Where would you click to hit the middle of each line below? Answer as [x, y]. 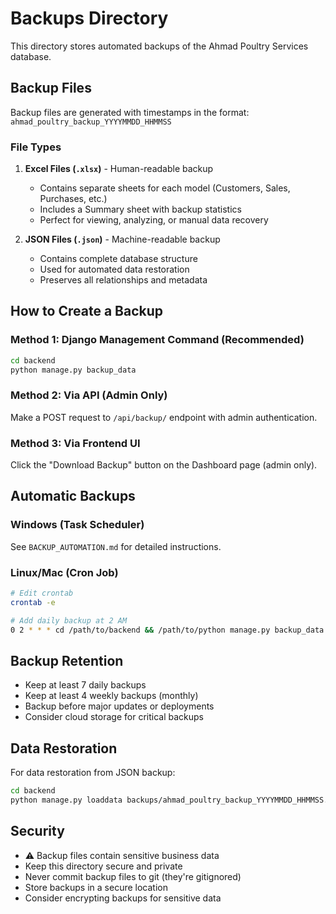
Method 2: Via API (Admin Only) [89, 395]
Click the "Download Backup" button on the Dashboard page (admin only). [164, 465]
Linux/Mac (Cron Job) [64, 572]
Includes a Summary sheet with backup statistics [140, 209]
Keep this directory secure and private [103, 866]
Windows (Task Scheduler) [77, 525]
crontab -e [33, 602]
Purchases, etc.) [73, 199]
